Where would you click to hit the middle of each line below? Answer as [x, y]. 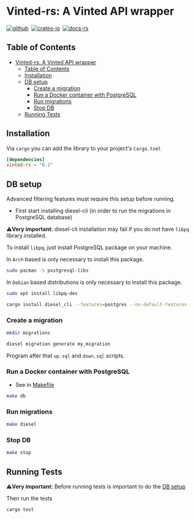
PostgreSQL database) [44, 217]
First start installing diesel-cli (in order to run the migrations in [93, 211]
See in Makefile [35, 385]
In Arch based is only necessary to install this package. [75, 259]
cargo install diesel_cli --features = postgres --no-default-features [97, 304]
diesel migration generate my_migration [59, 344]
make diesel [21, 424]
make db [16, 396]
